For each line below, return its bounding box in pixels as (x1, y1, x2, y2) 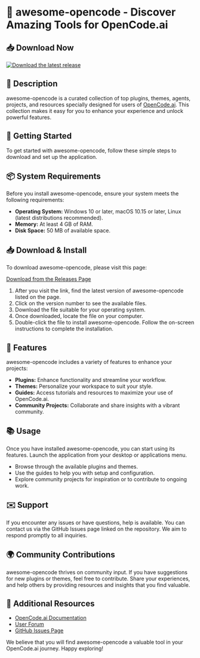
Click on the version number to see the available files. (14, 300, 147, 307)
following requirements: (6, 197, 64, 204)
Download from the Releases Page (6, 276, 91, 283)
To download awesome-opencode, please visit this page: (6, 264, 147, 271)
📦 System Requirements (6, 172, 101, 182)
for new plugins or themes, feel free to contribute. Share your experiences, (6, 575, 190, 582)
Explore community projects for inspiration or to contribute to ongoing (14, 475, 187, 483)
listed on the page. (14, 293, 61, 301)
